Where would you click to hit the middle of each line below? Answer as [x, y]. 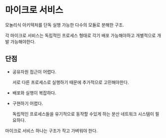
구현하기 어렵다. [28, 103]
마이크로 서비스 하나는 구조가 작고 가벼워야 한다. [52, 131]
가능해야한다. [23, 41]
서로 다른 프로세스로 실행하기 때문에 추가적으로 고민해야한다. [71, 82]
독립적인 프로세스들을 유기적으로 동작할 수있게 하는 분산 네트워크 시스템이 [83, 114]
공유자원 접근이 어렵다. [34, 71]
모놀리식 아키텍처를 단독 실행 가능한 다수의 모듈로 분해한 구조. [65, 25]
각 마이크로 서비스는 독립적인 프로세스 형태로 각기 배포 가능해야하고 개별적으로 [81, 35]
